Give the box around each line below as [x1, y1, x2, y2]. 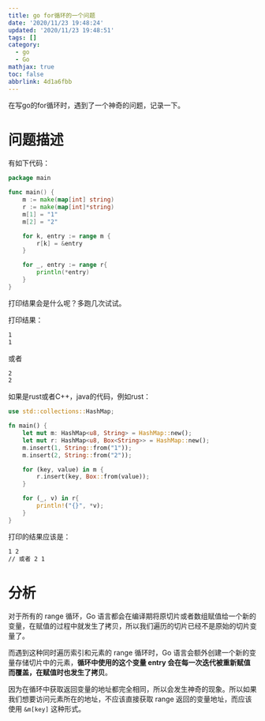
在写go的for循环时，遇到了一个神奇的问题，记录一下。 [8, 100, 185, 110]
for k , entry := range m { [22, 232, 111, 240]
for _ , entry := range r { [22, 261, 108, 269]
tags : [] [8, 33, 37, 42]
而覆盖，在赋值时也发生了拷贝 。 [8, 668, 112, 678]
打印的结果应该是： [8, 531, 71, 541]
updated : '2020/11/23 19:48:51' [8, 26, 114, 34]
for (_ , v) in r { [22, 494, 80, 502]
